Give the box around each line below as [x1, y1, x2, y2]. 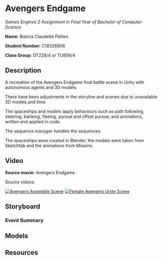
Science [5, 24, 21, 30]
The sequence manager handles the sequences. [5, 128, 102, 134]
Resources [5, 248, 38, 257]
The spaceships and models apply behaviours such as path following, [5, 108, 145, 114]
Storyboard [5, 202, 40, 211]
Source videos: [5, 179, 35, 185]
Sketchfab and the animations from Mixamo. [5, 143, 94, 148]
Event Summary [5, 217, 44, 224]
